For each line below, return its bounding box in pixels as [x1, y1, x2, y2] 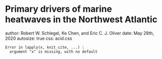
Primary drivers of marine [5, 3, 112, 15]
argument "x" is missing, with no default [9, 49, 98, 54]
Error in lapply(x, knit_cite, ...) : [5, 45, 84, 50]
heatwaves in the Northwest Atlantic [5, 14, 158, 25]
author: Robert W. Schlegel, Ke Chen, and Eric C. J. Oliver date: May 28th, [5, 30, 154, 36]
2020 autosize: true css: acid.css [5, 35, 72, 41]
